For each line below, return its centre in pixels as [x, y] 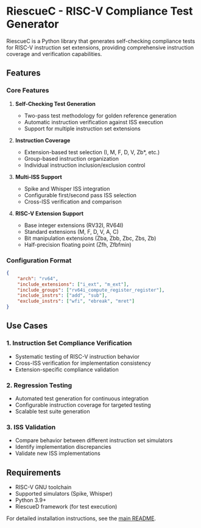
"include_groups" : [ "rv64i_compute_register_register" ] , [91, 290]
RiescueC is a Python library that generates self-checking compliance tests [101, 41]
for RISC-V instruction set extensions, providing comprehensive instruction [100, 48]
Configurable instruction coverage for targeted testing [83, 405]
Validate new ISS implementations [58, 453]
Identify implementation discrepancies [63, 447]
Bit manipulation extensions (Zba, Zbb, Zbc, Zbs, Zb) [90, 238]
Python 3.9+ [31, 500]
